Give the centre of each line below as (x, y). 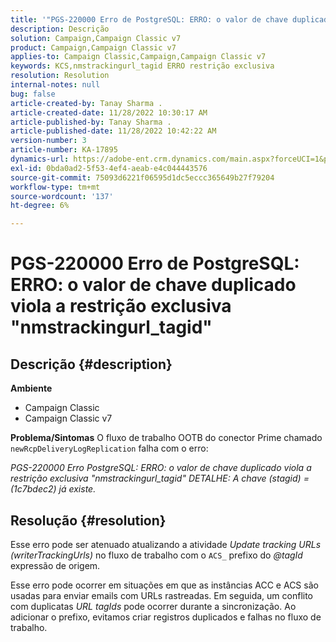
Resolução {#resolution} (88, 520)
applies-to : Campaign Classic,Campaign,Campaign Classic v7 (138, 57)
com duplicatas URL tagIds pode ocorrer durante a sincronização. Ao (153, 606)
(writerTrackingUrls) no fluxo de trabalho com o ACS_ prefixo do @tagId (156, 555)
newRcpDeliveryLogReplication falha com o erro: (109, 448)
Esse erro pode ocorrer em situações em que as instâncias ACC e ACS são (164, 585)
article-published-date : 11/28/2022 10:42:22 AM (113, 131)
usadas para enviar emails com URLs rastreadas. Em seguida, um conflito (162, 595)
